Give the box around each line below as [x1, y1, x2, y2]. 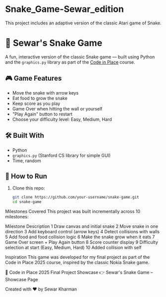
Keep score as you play [12, 100, 60, 106]
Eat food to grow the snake [12, 95, 68, 101]
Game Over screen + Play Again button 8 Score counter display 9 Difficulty [5, 239, 159, 245]
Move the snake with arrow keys [12, 90, 79, 96]
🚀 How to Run [5, 172, 48, 180]
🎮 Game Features [5, 74, 62, 83]
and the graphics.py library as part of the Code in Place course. [5, 59, 135, 65]
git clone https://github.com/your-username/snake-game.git [12, 195, 139, 200]
